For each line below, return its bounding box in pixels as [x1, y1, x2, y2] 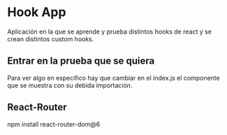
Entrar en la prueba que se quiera [7, 55, 155, 67]
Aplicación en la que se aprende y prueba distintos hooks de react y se [7, 27, 212, 36]
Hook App [7, 4, 66, 20]
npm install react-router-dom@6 [7, 120, 101, 128]
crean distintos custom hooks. [7, 34, 94, 43]
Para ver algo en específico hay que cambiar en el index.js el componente [7, 73, 220, 82]
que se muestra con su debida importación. [7, 81, 133, 90]
